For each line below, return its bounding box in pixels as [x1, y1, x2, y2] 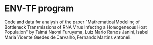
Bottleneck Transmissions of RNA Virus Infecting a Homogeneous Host [4, 24, 147, 30]
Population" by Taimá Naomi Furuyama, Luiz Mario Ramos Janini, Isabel [4, 29, 149, 35]
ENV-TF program [4, 3, 74, 14]
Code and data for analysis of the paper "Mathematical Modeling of [4, 19, 140, 25]
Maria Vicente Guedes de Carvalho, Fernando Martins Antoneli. [4, 34, 132, 40]
